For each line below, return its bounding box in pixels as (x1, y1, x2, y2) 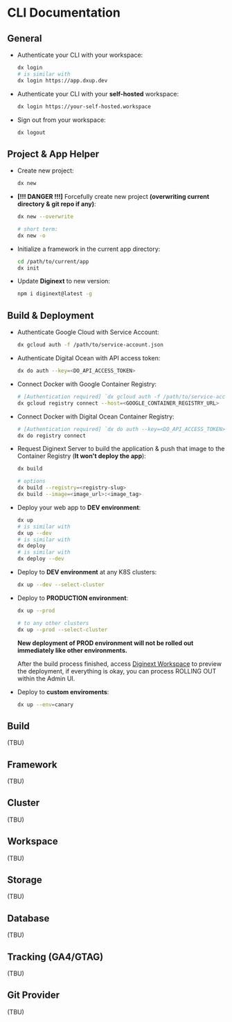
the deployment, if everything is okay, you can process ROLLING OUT (17, 667, 217, 675)
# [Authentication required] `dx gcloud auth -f (17, 393, 161, 400)
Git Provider (7, 989, 60, 1001)
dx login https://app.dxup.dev (17, 77, 108, 84)
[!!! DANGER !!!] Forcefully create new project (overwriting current (17, 193, 210, 201)
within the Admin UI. (17, 674, 75, 682)
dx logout (17, 129, 46, 136)
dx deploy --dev (17, 556, 64, 563)
